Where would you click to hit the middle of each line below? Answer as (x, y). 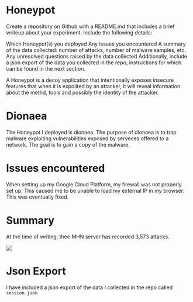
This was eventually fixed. (37, 197)
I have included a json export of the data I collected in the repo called (89, 287)
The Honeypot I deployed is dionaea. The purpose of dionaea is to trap (91, 132)
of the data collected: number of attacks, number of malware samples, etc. (96, 50)
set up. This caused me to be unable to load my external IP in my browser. (95, 190)
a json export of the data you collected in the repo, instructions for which (94, 63)
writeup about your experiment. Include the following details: (79, 32)
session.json (22, 293)
